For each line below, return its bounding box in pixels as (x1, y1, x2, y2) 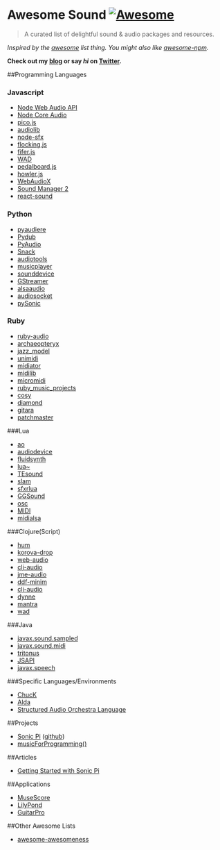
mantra (17, 599, 38, 608)
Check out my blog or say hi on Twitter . (7, 56, 122, 65)
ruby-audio (17, 332, 49, 340)
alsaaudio (17, 284, 45, 292)
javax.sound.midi (17, 641, 66, 649)
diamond (17, 398, 43, 406)
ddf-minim (17, 577, 47, 586)
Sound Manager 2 (17, 185, 69, 193)
